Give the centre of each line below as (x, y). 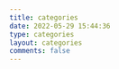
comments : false (40, 51)
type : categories (42, 34)
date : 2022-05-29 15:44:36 (60, 26)
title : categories (44, 17)
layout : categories (46, 43)
